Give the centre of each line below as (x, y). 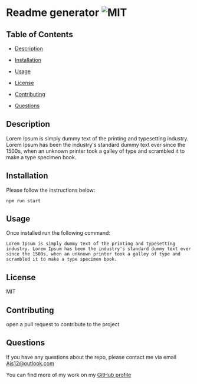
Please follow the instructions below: (51, 190)
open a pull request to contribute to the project (63, 324)
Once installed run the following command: (58, 233)
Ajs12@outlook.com (30, 363)
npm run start (24, 201)
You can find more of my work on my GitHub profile (69, 375)
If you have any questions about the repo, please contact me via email (91, 357)
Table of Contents (40, 35)
